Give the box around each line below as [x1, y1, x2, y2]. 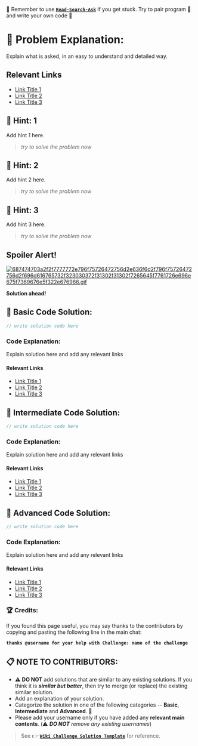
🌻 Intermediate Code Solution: [6, 408, 120, 418]
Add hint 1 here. [6, 131, 45, 138]
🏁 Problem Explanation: [6, 33, 124, 47]
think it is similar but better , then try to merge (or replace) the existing [14, 682, 188, 689]
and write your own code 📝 [6, 12, 73, 19]
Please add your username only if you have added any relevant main [14, 714, 185, 721]
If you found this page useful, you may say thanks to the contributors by [6, 622, 183, 629]
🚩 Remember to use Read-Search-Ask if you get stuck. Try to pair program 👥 [6, 6, 191, 13]
